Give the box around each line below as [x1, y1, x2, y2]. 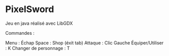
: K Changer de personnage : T [5, 45, 70, 51]
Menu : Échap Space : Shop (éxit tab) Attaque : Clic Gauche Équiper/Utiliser [5, 39, 164, 46]
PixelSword [5, 4, 54, 15]
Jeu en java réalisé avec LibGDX [5, 20, 73, 26]
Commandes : [5, 30, 35, 36]
